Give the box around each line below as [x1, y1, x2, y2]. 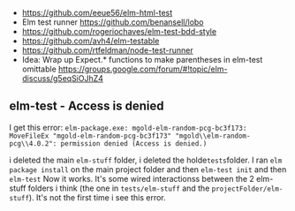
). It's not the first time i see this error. [28, 192, 166, 202]
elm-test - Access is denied [9, 99, 165, 114]
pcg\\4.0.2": [9, 139, 57, 148]
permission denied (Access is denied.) [60, 139, 208, 148]
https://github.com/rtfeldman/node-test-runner [21, 45, 193, 56]
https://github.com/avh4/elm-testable [21, 35, 160, 46]
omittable [21, 64, 57, 74]
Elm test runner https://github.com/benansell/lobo [21, 17, 204, 27]
